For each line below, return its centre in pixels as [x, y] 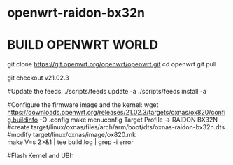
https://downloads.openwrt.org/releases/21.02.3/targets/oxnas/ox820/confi [116, 113]
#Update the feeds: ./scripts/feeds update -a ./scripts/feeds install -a [107, 92]
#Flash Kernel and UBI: [40, 156]
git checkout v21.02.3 [38, 78]
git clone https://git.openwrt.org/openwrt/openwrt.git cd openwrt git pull [112, 64]
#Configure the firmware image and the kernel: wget [83, 105]
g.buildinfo [23, 120]
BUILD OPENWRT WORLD [83, 45]
